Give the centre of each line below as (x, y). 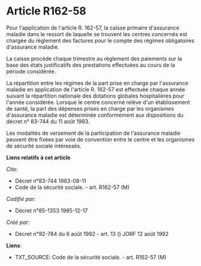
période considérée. (31, 71)
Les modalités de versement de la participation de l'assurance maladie (94, 133)
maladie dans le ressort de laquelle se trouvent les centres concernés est (97, 34)
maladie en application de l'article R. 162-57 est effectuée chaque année (96, 89)
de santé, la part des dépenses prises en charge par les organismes (90, 108)
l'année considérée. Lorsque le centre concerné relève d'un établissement (98, 102)
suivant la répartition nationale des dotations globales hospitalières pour (95, 96)
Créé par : (18, 222)
